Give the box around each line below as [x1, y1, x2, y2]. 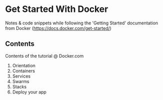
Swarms [12, 78, 30, 84]
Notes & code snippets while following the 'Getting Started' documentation [5, 20, 158, 26]
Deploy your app [12, 89, 47, 95]
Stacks [12, 84, 27, 90]
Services [12, 73, 31, 79]
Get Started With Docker [5, 3, 108, 15]
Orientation [12, 62, 36, 68]
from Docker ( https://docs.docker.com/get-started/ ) [5, 25, 112, 31]
